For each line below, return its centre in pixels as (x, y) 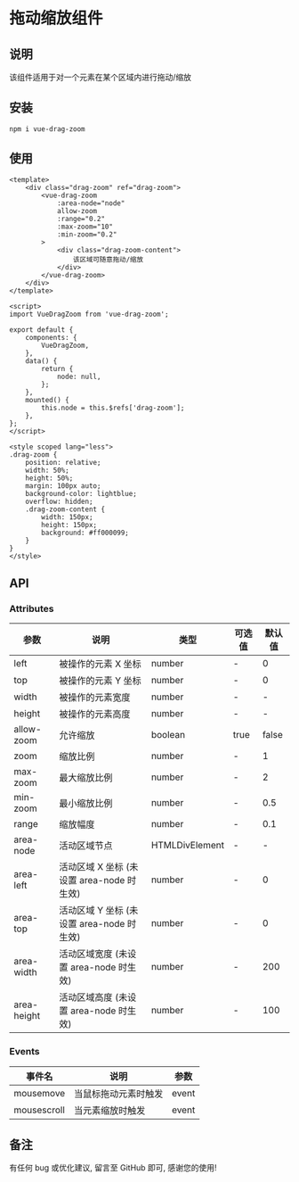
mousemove (40, 1093)
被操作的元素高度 (95, 715)
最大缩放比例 (86, 778)
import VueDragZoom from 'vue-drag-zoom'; (89, 314)
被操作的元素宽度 (95, 698)
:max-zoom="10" (85, 227)
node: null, (79, 376)
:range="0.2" (81, 219)
